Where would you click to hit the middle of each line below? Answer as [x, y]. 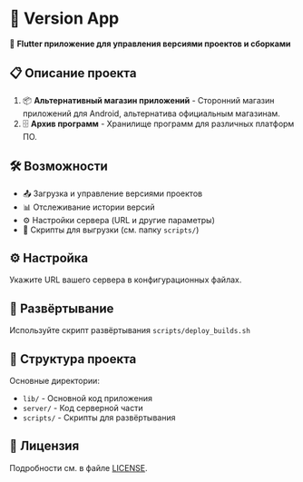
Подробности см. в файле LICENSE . [78, 467]
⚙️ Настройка [49, 258]
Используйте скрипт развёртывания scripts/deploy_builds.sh [130, 330]
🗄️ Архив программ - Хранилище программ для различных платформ [158, 123]
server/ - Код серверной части [83, 408]
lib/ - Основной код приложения [87, 398]
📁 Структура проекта [73, 359]
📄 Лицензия [44, 446]
